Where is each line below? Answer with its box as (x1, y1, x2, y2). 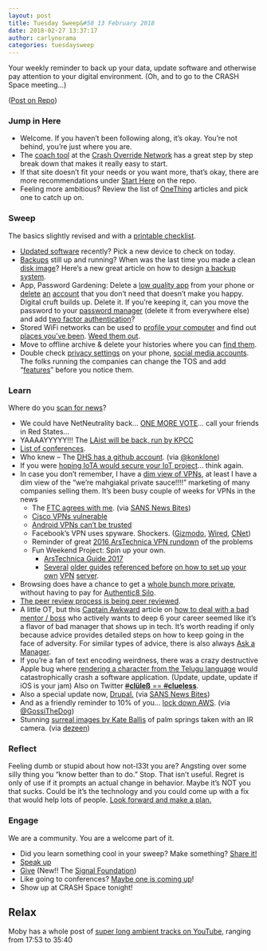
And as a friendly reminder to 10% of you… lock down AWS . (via (19, 698, 230, 708)
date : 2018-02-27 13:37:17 (8, 26, 98, 34)
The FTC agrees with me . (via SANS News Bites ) (31, 503, 191, 513)
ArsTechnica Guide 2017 (43, 554, 124, 564)
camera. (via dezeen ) (19, 723, 90, 733)
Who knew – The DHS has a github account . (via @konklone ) (19, 452, 221, 462)
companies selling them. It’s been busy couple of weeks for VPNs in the (19, 486, 256, 496)
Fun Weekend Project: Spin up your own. (31, 545, 166, 555)
